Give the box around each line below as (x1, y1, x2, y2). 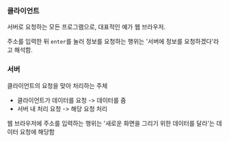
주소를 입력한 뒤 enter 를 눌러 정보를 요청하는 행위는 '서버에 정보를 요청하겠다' (7, 38, 214, 46)
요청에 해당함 (19, 128, 55, 136)
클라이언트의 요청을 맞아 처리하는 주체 (7, 81, 108, 89)
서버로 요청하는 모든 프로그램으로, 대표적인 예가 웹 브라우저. (7, 23, 166, 31)
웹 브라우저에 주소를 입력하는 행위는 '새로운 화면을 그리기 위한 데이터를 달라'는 (7, 119, 215, 127)
